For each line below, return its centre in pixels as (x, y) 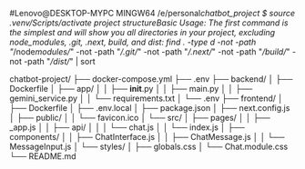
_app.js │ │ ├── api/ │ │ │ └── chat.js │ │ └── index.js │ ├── (127, 127)
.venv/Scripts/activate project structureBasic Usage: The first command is (149, 23)
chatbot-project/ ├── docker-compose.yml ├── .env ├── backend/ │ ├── (151, 79)
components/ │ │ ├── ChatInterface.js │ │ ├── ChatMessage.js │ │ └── (147, 137)
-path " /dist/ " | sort (60, 61)
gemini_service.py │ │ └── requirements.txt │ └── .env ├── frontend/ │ (147, 98)
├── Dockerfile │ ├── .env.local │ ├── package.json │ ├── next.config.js (150, 108)
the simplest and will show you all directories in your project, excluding (142, 32)
